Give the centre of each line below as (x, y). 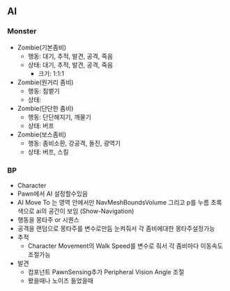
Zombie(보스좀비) (42, 134)
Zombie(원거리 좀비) (45, 82)
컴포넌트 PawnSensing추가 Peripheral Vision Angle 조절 (106, 272)
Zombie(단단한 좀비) (45, 108)
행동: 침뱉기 (44, 91)
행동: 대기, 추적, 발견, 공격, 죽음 (70, 56)
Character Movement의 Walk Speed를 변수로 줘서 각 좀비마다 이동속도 (125, 246)
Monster (22, 31)
